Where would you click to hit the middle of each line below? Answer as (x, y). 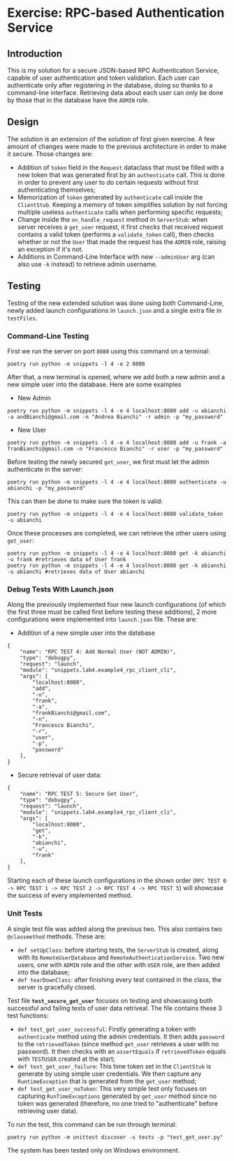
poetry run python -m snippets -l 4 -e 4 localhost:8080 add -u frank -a (117, 442)
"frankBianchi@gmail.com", (72, 713)
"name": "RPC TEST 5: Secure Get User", (79, 794)
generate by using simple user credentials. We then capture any (109, 1074)
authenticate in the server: (45, 469)
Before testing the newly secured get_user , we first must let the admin (108, 462)
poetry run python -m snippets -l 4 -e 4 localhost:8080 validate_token (115, 514)
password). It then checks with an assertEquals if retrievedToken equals (122, 1051)
